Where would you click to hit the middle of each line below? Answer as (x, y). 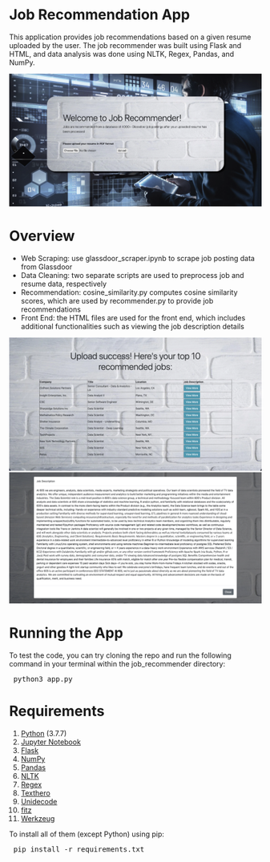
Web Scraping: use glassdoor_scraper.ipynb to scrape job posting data (138, 258)
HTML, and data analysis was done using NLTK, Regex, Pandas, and (122, 54)
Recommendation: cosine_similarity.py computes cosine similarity (129, 292)
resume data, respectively (64, 284)
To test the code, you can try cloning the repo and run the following (120, 655)
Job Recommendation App (100, 15)
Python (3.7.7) (44, 733)
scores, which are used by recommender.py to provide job (117, 300)
